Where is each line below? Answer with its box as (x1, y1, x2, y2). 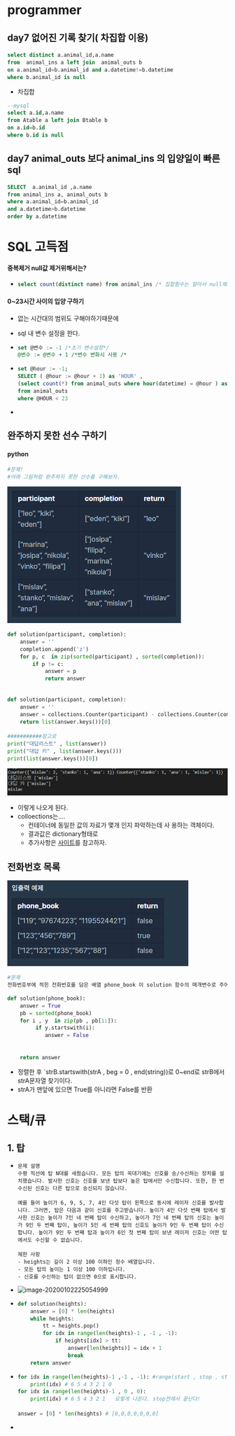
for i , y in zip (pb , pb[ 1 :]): (20, 1017, 117, 1024)
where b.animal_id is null (7, 74, 86, 81)
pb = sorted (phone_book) (20, 1010, 92, 1017)
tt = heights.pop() (43, 1323, 99, 1330)
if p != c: (32, 660, 64, 667)
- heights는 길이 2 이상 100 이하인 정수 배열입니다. (17, 1258, 156, 1265)
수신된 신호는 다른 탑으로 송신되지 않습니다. (17, 1185, 128, 1192)
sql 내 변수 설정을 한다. (17, 328, 80, 337)
